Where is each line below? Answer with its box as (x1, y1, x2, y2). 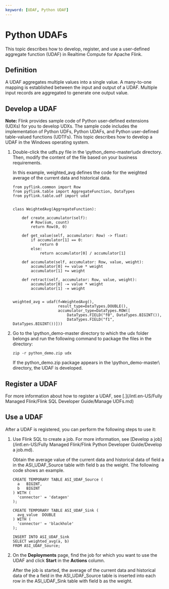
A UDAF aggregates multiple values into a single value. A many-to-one (5, 79, 152, 85)
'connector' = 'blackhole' (17, 521, 74, 526)
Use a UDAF (5, 413, 43, 422)
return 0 (39, 242, 58, 247)
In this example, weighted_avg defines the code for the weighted (12, 169, 147, 175)
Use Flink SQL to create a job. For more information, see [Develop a (12, 436, 153, 442)
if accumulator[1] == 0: (31, 238, 83, 243)
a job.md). (12, 447, 34, 453)
